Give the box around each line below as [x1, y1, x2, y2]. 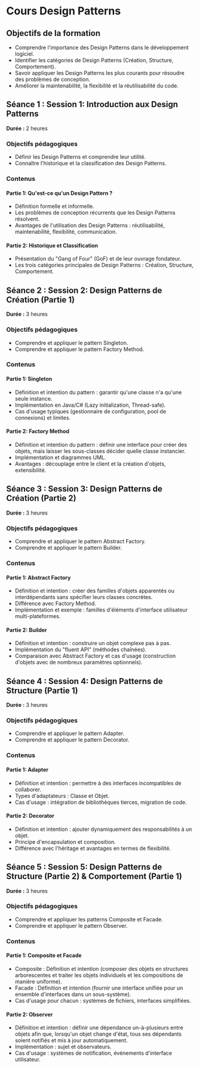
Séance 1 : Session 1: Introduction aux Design [6, 99, 178, 110]
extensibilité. [14, 466, 47, 474]
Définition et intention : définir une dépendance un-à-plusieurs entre [14, 1024, 183, 1031]
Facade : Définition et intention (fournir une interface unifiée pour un [14, 984, 183, 991]
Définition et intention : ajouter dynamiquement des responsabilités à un [14, 825, 192, 833]
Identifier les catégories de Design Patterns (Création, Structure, [14, 57, 174, 63]
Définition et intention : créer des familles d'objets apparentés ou [14, 587, 174, 594]
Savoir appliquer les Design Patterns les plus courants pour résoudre [14, 69, 185, 76]
